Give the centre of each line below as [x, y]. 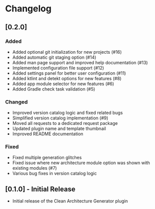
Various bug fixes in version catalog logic [54, 173]
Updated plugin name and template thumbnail [59, 129]
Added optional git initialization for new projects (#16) [67, 52]
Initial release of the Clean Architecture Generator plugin [70, 201]
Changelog [28, 9]
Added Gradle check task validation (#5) [54, 89]
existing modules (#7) [35, 168]
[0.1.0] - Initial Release [40, 189]
